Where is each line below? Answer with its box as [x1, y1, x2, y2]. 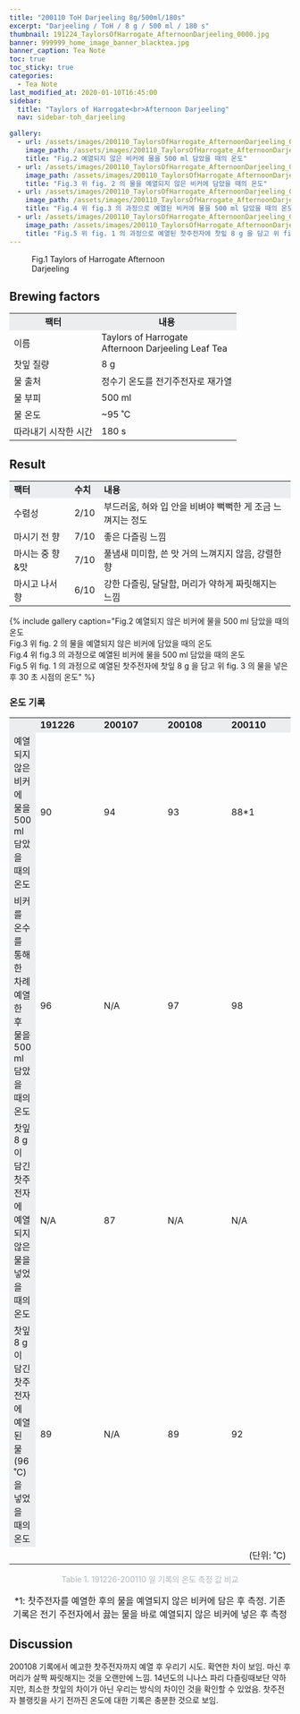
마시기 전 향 [13, 531, 61, 543]
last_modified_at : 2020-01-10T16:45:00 [9, 88, 158, 97]
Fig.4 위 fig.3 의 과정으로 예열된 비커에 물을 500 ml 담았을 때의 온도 [9, 650, 246, 661]
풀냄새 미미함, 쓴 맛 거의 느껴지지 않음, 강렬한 [104, 548, 282, 560]
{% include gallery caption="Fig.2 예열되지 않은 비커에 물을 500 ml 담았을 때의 [9, 616, 290, 627]
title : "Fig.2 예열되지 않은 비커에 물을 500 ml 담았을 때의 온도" [25, 154, 248, 163]
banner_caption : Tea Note [9, 47, 105, 55]
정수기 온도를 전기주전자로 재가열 [101, 375, 232, 388]
